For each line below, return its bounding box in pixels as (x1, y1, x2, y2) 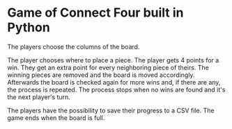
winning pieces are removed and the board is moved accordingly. (7, 71, 195, 79)
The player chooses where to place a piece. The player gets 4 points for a (7, 55, 219, 64)
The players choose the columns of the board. (7, 42, 140, 51)
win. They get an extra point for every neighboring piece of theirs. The (7, 63, 209, 71)
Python (7, 19, 50, 35)
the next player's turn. (7, 92, 71, 101)
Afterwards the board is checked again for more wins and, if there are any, (7, 78, 221, 86)
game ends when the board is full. (7, 113, 105, 122)
